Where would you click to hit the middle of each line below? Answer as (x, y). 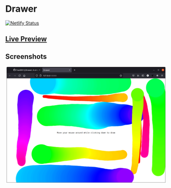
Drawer (21, 9)
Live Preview (26, 39)
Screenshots (26, 56)
